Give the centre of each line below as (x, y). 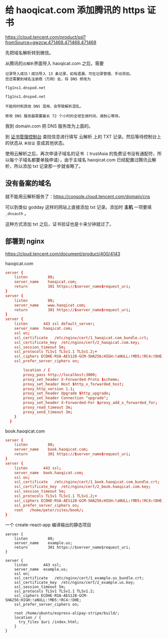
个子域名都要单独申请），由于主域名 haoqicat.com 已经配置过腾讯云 (83, 160)
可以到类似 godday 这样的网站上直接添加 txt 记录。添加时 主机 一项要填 (78, 207)
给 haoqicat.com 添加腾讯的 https (75, 10)
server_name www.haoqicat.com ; (50, 305)
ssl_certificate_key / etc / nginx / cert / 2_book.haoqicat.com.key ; (82, 487)
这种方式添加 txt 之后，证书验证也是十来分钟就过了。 (59, 224)
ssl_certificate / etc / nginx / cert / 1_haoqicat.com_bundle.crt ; (81, 338)
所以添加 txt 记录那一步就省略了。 (48, 166)
